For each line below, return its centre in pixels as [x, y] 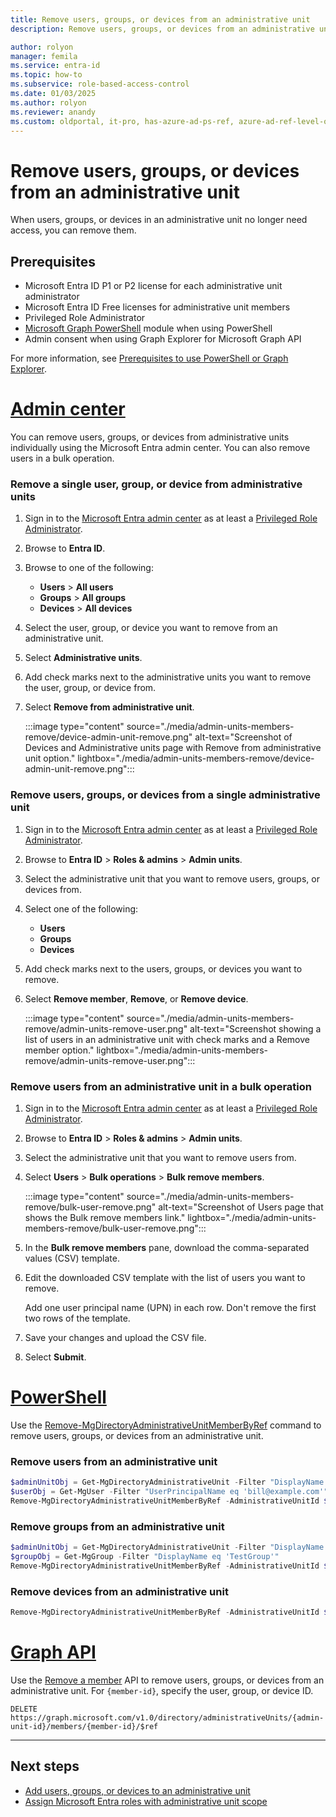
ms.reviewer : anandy [53, 112]
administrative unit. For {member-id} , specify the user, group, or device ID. [162, 1690]
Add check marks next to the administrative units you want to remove [168, 677]
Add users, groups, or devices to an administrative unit [137, 1790]
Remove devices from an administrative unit [119, 1591]
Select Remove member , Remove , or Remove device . [136, 998]
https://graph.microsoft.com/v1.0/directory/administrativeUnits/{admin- [167, 1717]
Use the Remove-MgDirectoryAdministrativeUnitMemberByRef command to [166, 1425]
